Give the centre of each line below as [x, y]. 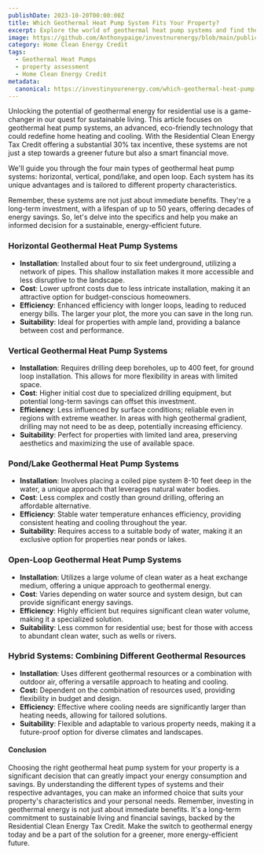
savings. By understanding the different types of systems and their [116, 785]
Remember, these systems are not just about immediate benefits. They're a [130, 200]
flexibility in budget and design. [70, 698]
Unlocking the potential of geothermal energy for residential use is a [118, 111]
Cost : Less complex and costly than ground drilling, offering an [121, 498]
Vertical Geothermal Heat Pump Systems [88, 350]
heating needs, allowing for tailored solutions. [93, 715]
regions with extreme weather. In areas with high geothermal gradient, [133, 418]
